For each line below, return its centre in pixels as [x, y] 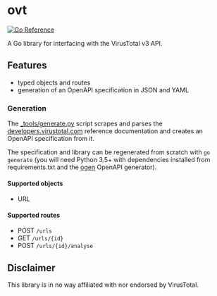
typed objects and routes [54, 82]
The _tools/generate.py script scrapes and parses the [85, 124]
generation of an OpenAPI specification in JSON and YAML [103, 90]
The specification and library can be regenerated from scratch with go [108, 152]
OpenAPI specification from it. [51, 139]
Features [27, 66]
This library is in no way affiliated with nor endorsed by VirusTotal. [103, 285]
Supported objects [35, 183]
